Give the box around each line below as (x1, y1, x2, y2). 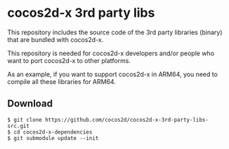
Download (7, 98, 53, 110)
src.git (7, 122, 30, 129)
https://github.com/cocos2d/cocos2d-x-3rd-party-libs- (44, 116, 209, 123)
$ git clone (7, 116, 42, 123)
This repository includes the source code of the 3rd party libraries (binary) (7, 28, 223, 36)
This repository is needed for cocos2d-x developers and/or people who (7, 49, 215, 57)
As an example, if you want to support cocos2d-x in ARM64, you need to (7, 70, 218, 78)
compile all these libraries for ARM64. (7, 77, 116, 85)
